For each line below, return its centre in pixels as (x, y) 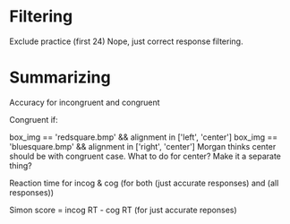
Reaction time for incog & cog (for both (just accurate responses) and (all (144, 183)
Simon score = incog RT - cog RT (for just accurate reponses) (123, 210)
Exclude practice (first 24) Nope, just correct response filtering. (126, 41)
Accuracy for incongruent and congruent (85, 102)
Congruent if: (34, 119)
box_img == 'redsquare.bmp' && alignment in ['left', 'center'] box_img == (144, 137)
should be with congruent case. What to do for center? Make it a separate (145, 156)
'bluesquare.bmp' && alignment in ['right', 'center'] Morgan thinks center (143, 146)
